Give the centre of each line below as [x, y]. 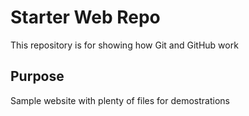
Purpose [37, 76]
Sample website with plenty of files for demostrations [120, 100]
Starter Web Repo [85, 17]
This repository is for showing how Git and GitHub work [124, 45]
